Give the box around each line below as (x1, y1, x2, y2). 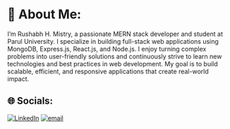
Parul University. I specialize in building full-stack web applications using (7, 37, 219, 45)
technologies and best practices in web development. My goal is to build (7, 59, 219, 68)
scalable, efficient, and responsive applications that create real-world (7, 67, 210, 75)
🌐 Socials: (7, 95, 54, 107)
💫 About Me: (7, 6, 82, 23)
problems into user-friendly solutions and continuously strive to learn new (7, 52, 222, 61)
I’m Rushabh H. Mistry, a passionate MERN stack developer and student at (7, 30, 224, 38)
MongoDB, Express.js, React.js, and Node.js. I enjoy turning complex (7, 44, 207, 53)
